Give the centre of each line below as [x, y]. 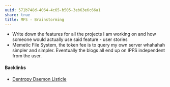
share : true [17, 15]
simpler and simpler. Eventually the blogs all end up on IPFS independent [89, 50]
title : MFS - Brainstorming [35, 19]
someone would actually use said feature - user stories [70, 39]
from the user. [27, 56]
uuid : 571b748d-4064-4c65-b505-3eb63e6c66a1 [53, 10]
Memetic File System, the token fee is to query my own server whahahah [89, 45]
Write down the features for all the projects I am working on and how [84, 34]
